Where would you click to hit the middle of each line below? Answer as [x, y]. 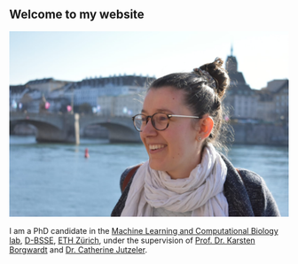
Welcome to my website [77, 15]
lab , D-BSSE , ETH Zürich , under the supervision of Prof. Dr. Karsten [132, 241]
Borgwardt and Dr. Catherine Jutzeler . [78, 250]
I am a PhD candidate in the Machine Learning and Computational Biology [144, 231]
